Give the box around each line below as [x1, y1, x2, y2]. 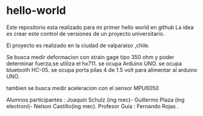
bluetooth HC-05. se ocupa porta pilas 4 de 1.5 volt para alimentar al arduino [6, 66, 198, 73]
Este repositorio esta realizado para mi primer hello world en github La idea [6, 24, 194, 31]
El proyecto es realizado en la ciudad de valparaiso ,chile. [6, 42, 150, 49]
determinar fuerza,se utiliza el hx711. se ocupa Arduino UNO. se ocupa [6, 60, 182, 67]
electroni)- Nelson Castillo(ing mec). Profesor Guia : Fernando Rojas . [6, 102, 179, 109]
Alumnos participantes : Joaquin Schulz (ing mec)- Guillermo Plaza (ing [6, 96, 185, 103]
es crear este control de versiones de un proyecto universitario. [6, 30, 165, 37]
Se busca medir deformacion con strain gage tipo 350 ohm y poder [6, 53, 175, 60]
